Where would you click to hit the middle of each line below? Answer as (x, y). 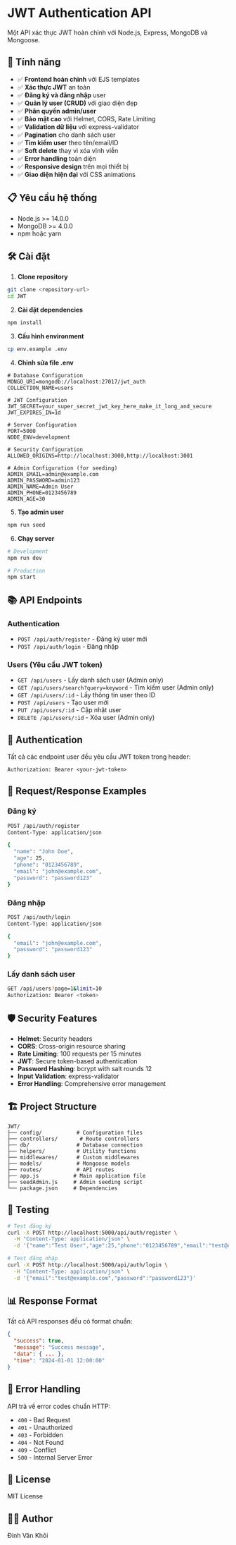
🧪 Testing (28, 1210)
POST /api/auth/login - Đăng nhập (68, 646)
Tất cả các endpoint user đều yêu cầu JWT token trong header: (99, 757)
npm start (22, 577)
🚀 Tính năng (34, 62)
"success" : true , (39, 1341)
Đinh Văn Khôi (28, 1536)
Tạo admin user (41, 512)
